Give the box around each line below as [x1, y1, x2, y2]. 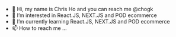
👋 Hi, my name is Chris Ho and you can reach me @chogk [11, 6, 153, 12]
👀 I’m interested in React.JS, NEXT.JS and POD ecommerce [11, 12, 157, 19]
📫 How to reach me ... [11, 25, 67, 32]
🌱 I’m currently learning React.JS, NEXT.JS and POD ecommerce [11, 18, 170, 25]
